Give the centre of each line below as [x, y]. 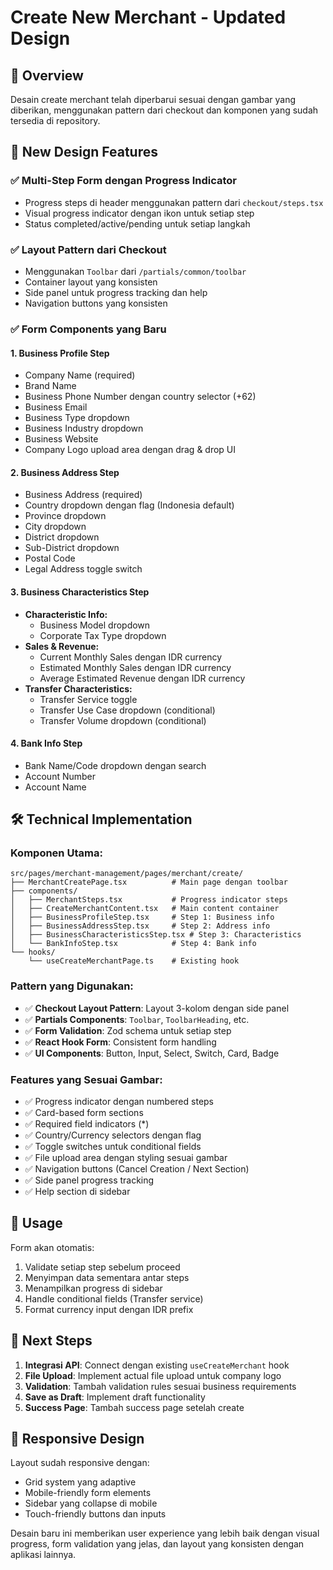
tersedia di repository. [55, 120]
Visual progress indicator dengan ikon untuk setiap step [139, 213]
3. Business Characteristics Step [80, 592]
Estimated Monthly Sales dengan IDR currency [135, 667]
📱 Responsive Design [77, 1439]
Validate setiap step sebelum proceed [102, 1267]
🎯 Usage [36, 1223]
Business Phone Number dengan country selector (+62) [140, 397]
